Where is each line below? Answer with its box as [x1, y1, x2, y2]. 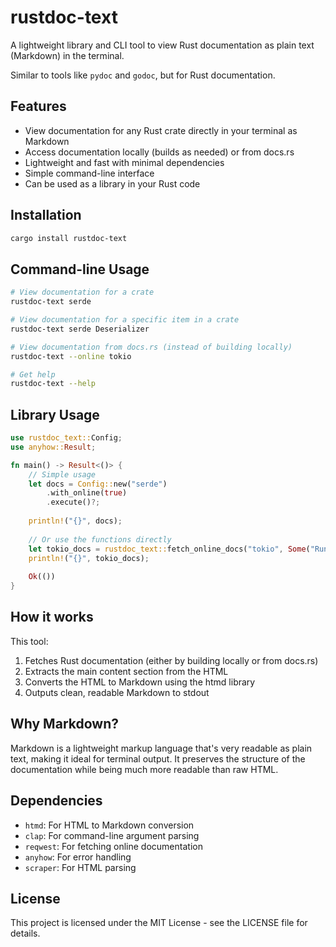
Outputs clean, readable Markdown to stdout [24, 686, 210, 698]
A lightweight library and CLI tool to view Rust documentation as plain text [10, 39, 315, 51]
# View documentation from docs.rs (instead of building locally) [10, 342, 293, 352]
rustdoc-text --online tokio [10, 351, 132, 361]
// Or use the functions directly [28, 534, 172, 545]
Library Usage [10, 406, 100, 423]
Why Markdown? [10, 716, 119, 733]
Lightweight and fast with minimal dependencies [24, 156, 225, 168]
